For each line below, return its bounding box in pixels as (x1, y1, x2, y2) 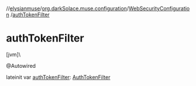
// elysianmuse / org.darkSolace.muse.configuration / (6, 5, 129, 12)
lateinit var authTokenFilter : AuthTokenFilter (6, 73, 111, 81)
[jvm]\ (6, 51, 21, 58)
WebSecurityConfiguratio (128, 5, 190, 12)
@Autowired (6, 62, 36, 69)
